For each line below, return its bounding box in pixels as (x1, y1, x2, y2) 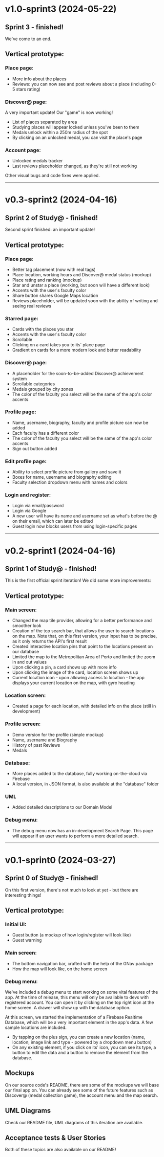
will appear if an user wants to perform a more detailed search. (12, 833, 139, 839)
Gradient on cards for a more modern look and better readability (12, 347, 142, 353)
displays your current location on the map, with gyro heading (12, 680, 135, 686)
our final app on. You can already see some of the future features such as (5, 1087, 153, 1093)
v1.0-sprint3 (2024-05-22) (5, 3, 117, 15)
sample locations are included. (5, 1024, 67, 1030)
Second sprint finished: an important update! (5, 226, 95, 233)
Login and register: (5, 491, 51, 498)
